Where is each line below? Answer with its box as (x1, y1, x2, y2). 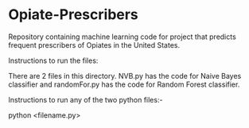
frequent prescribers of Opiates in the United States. (8, 40, 181, 49)
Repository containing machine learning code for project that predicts (8, 32, 236, 41)
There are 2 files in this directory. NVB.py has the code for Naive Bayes (8, 71, 242, 80)
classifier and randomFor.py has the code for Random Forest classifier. (8, 80, 240, 89)
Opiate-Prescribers (8, 6, 139, 24)
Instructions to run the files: (8, 56, 99, 65)
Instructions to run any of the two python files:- (8, 95, 163, 104)
